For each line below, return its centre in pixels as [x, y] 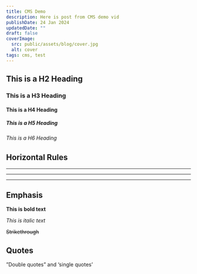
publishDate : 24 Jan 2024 [38, 22]
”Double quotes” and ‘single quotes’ [50, 265]
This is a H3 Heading [36, 96]
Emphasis [24, 195]
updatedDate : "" [26, 28]
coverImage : [21, 39]
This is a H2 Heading [45, 79]
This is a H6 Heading [32, 138]
